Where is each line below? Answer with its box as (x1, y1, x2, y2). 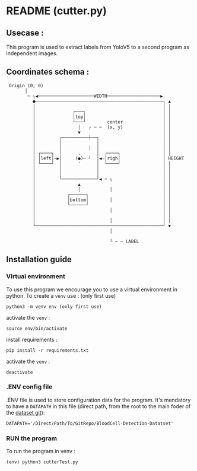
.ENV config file (6, 383, 53, 391)
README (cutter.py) (6, 4, 107, 18)
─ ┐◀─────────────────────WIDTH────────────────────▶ (27, 93, 163, 99)
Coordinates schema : (6, 67, 90, 77)
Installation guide (6, 254, 72, 265)
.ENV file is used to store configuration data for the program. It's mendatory (6, 396, 191, 403)
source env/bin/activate (6, 325, 68, 332)
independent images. (6, 50, 58, 57)
